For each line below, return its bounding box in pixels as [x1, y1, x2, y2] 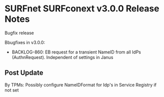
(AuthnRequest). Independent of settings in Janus [11, 54, 114, 60]
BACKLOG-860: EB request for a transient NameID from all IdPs [11, 49, 141, 55]
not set [4, 87, 19, 93]
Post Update [4, 69, 43, 77]
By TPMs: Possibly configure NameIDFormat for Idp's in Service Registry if [4, 82, 157, 88]
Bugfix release [4, 30, 34, 36]
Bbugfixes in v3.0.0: [4, 39, 45, 45]
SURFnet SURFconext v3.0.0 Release [4, 3, 160, 14]
